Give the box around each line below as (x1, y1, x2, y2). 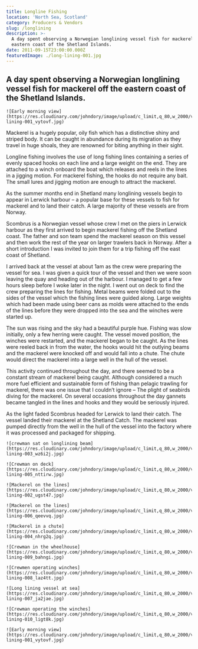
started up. (6, 313, 33, 320)
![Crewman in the (6, 544, 49, 550)
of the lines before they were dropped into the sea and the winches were (6, 307, 183, 314)
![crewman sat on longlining (6, 441, 78, 447)
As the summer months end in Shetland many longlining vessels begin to (6, 190, 183, 197)
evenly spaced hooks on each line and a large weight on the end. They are (6, 160, 187, 167)
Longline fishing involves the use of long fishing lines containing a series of (6, 153, 189, 160)
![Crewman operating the (6, 606, 67, 612)
